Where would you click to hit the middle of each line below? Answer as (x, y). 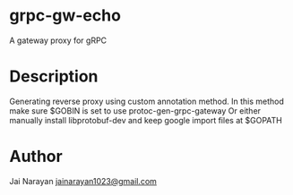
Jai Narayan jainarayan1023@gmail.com (83, 181)
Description (54, 76)
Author (36, 157)
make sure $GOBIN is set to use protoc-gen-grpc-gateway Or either (135, 110)
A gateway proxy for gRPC (58, 40)
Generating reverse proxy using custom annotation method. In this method (146, 101)
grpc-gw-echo (65, 16)
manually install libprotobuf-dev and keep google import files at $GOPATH (146, 120)
